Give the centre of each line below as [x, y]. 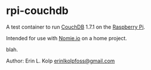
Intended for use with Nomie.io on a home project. [67, 38]
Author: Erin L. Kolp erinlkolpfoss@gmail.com [61, 61]
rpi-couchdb [37, 11]
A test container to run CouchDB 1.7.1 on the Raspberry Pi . [75, 27]
